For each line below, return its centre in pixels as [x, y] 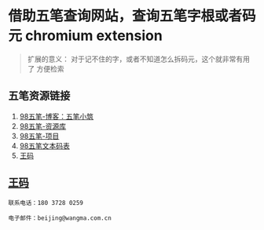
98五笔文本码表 [45, 145]
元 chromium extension [85, 36]
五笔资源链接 [39, 96]
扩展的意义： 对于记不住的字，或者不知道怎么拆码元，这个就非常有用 [138, 59]
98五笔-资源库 [43, 126]
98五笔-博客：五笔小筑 [57, 116]
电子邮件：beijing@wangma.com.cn [60, 218]
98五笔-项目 [39, 136]
